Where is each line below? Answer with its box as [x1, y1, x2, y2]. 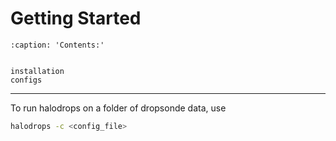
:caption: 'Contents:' [10, 40, 105, 50]
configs [10, 75, 43, 85]
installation [10, 66, 65, 76]
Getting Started [10, 7, 142, 30]
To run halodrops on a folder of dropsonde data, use [10, 102, 227, 114]
